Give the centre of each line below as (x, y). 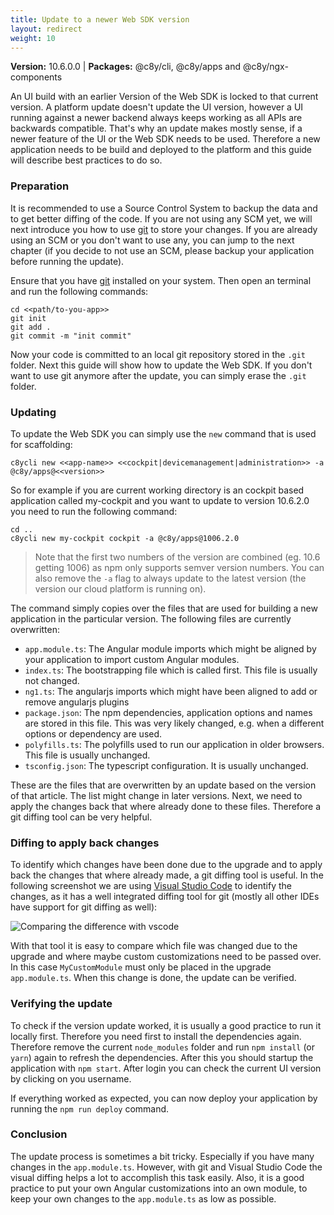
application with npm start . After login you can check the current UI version (166, 1068)
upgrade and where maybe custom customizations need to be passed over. (166, 957)
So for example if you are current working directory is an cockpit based (157, 490)
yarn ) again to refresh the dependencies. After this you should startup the (162, 1057)
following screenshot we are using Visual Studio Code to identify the (151, 886)
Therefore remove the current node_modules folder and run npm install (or (163, 1047)
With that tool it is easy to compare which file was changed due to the (154, 946)
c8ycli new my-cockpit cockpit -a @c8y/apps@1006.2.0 (125, 538)
